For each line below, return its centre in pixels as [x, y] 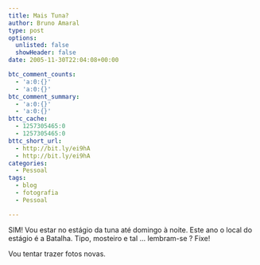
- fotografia [37, 193]
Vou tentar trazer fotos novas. [57, 253]
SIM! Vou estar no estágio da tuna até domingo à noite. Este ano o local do [130, 230]
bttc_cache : [28, 119]
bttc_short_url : [35, 141]
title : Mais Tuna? [39, 16]
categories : [28, 163]
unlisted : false [42, 45]
